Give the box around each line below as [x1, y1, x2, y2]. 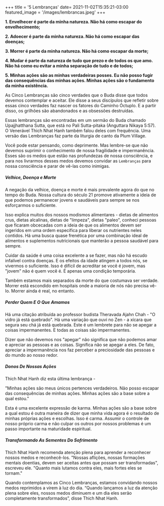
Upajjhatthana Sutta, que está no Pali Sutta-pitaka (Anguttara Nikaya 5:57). [5, 122, 156, 128]
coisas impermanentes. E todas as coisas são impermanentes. [5, 327, 131, 333]
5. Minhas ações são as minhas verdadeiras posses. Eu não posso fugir [5, 72, 153, 78]
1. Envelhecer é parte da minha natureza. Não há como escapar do [5, 19, 142, 24]
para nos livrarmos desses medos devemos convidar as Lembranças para [5, 158, 151, 163]
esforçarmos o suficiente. [5, 202, 57, 208]
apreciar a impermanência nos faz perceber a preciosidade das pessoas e [5, 347, 155, 353]
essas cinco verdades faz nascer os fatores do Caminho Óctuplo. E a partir [5, 103, 157, 108]
